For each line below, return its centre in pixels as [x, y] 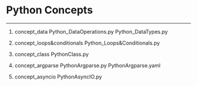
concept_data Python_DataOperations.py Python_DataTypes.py [91, 31]
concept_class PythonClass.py [52, 54]
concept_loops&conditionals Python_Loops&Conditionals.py [87, 43]
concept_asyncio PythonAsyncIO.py [58, 77]
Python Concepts [50, 10]
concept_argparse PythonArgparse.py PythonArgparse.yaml [87, 65]
